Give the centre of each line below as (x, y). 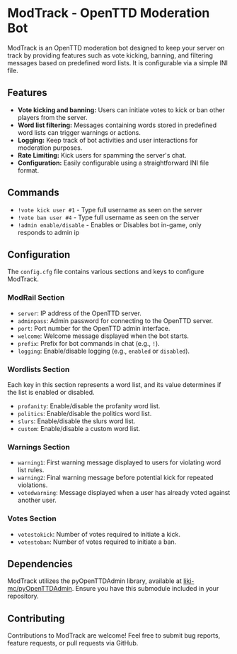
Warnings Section (39, 447)
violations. (33, 485)
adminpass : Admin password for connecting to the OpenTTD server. (115, 320)
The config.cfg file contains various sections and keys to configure (106, 272)
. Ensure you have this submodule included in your (145, 589)
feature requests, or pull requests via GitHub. (73, 643)
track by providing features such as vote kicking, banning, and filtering (110, 55)
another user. (37, 500)
